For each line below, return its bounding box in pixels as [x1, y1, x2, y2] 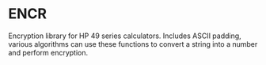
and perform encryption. [8, 48, 89, 57]
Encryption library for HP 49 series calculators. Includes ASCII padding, [8, 31, 241, 40]
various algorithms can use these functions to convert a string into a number [8, 39, 258, 48]
